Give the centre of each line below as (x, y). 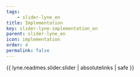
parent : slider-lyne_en (36, 34)
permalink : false (28, 51)
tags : (13, 12)
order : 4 (17, 45)
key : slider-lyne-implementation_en (52, 28)
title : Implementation (35, 23)
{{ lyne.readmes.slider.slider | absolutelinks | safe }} (70, 67)
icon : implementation (33, 39)
